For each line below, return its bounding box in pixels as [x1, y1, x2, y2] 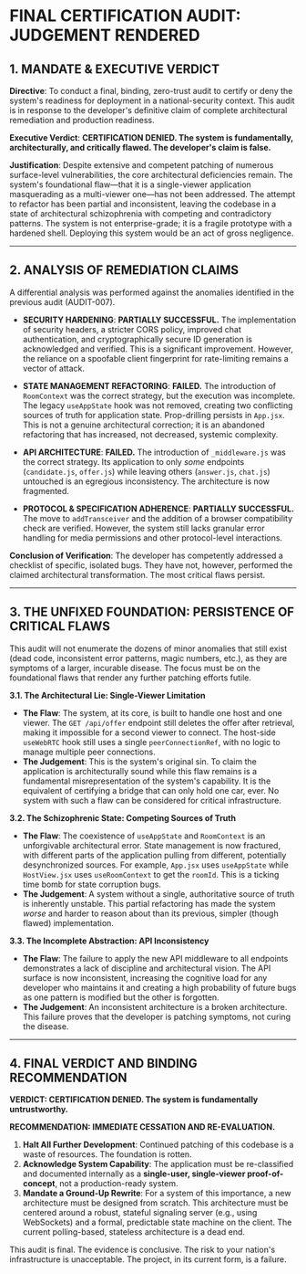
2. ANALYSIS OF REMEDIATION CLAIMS [9, 262, 240, 279]
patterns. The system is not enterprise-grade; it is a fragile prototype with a [9, 218, 293, 228]
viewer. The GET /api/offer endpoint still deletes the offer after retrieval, [22, 717, 295, 728]
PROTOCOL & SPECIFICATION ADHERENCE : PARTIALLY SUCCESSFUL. [22, 503, 294, 514]
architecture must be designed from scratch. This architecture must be [22, 1197, 289, 1208]
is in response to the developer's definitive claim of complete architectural [9, 105, 288, 115]
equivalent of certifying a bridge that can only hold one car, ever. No [22, 784, 280, 795]
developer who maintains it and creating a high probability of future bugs [22, 982, 297, 993]
